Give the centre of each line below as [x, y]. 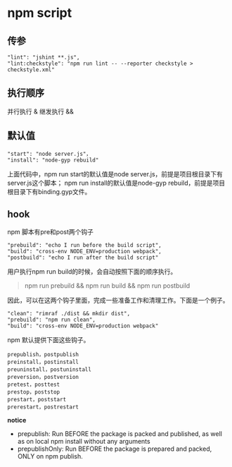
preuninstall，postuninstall [49, 370]
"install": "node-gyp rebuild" [53, 160]
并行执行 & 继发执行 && [40, 111]
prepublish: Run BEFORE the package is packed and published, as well [120, 434]
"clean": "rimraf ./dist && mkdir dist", [69, 314]
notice [17, 420]
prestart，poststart [37, 400]
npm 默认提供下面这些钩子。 [49, 340]
